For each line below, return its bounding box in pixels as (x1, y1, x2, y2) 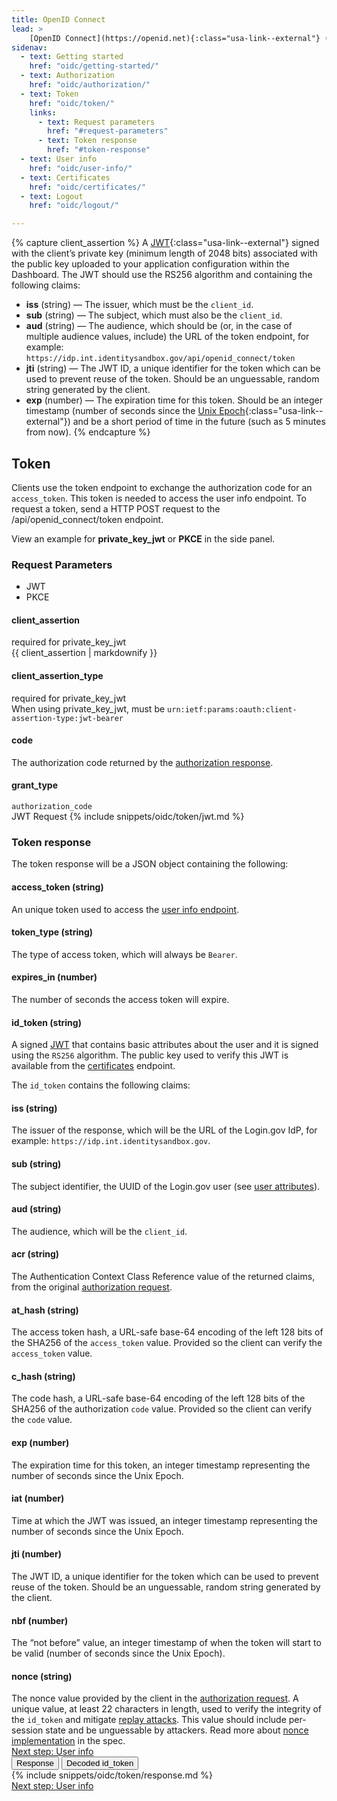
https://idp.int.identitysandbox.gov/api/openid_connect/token (25, 354, 296, 364)
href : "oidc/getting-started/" (29, 61, 160, 71)
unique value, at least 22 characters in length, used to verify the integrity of (11, 1703, 323, 1715)
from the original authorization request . (11, 1281, 173, 1293)
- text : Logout (20, 191, 84, 201)
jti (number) (11, 1548, 62, 1560)
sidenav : (11, 42, 48, 53)
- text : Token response (37, 136, 138, 146)
